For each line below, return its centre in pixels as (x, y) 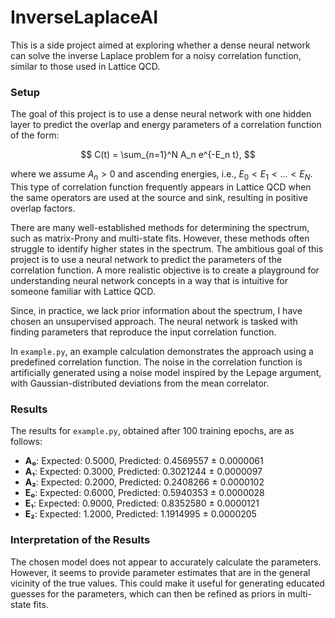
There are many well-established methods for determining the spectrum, (160, 228)
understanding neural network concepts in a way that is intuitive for (149, 281)
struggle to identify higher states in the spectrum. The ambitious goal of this (167, 249)
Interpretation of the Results (80, 540)
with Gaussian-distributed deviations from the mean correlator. (140, 383)
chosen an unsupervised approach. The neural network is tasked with (154, 322)
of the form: (35, 135)
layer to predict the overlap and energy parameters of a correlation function (166, 125)
